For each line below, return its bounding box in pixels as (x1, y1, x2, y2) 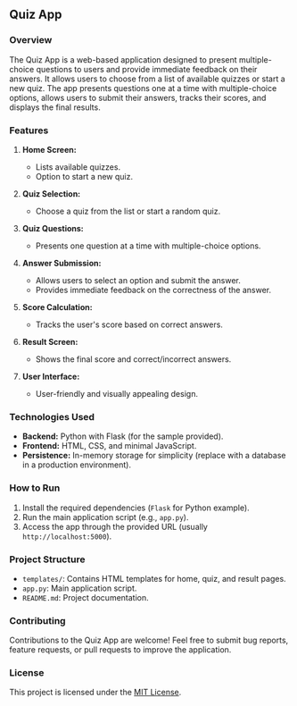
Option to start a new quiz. (35, 171, 134, 181)
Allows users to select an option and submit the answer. (35, 274, 241, 285)
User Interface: (21, 371, 80, 382)
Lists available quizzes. (35, 161, 121, 172)
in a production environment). (21, 459, 132, 470)
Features (9, 124, 49, 137)
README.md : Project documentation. (21, 592, 149, 602)
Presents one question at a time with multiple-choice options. (35, 240, 261, 251)
